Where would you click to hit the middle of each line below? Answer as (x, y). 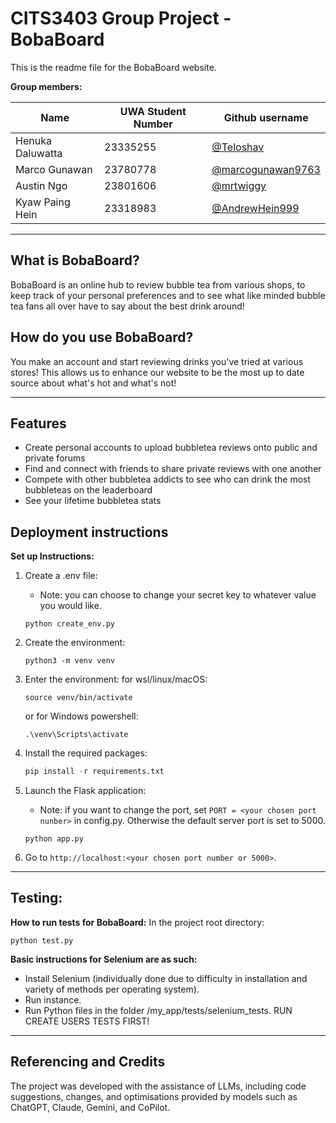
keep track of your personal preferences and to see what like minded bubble (168, 295)
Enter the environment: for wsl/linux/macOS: (116, 679)
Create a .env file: (61, 576)
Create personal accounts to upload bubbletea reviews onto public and (171, 448)
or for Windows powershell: (81, 716)
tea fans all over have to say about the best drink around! (127, 306)
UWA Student (153, 111)
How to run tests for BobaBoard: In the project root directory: (137, 922)
